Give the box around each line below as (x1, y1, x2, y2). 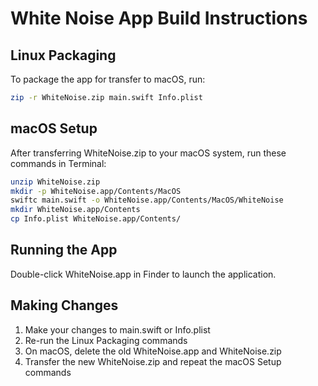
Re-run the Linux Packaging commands (24, 334, 188, 346)
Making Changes (10, 297, 119, 314)
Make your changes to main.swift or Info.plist (24, 323, 211, 336)
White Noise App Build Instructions (10, 7, 308, 30)
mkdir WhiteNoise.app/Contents (10, 205, 141, 215)
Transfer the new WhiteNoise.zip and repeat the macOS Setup (24, 355, 282, 367)
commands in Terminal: (10, 157, 107, 169)
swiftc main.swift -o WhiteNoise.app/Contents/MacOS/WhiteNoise (10, 195, 284, 206)
